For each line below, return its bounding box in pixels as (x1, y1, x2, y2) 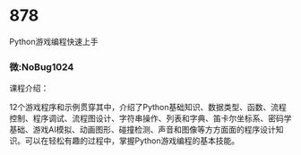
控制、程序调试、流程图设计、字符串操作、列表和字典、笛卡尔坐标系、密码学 (9, 113, 292, 124)
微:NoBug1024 (9, 60, 74, 73)
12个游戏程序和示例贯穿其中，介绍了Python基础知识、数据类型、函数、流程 (9, 102, 287, 113)
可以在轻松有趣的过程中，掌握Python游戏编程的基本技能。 (24, 135, 240, 146)
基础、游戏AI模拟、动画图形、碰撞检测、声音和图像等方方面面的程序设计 (9, 125, 276, 135)
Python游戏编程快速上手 (9, 36, 99, 47)
